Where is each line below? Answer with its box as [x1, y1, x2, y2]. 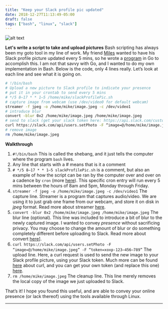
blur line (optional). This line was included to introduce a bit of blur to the [12, 214, 162, 220]
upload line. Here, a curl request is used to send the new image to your [12, 251, 159, 257]
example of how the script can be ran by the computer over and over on [12, 172, 161, 178]
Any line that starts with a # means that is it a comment [12, 161, 126, 167]
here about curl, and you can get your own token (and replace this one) [12, 262, 159, 268]
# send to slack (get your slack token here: [5, 118, 101, 123]
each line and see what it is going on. [5, 71, 82, 77]
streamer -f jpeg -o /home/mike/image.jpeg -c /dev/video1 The [12, 188, 147, 194]
